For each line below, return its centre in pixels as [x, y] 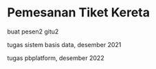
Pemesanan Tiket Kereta [78, 13]
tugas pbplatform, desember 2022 [56, 58]
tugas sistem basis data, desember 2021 [64, 44]
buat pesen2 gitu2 [33, 31]
